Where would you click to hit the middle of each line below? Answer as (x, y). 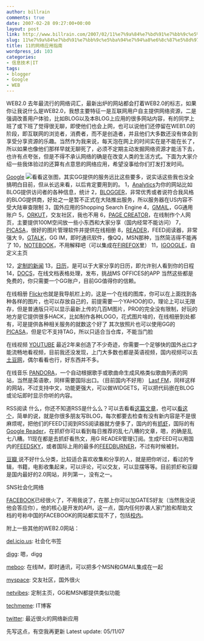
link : (13, 35)
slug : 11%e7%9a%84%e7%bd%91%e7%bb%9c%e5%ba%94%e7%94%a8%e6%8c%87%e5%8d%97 (103, 40)
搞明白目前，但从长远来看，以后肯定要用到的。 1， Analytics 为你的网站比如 (100, 185)
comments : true (25, 18)
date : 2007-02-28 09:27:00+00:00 (49, 23)
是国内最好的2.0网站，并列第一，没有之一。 (61, 474)
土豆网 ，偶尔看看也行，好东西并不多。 (54, 360)
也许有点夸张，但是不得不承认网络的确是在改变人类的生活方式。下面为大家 (99, 156)
